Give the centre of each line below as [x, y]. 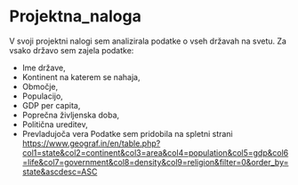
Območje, [40, 86]
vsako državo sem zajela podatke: [72, 50]
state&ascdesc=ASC [60, 172]
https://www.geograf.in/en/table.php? [91, 143]
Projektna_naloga [76, 16]
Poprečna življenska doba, [71, 115]
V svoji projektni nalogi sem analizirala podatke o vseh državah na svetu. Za [148, 41]
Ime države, [44, 68]
